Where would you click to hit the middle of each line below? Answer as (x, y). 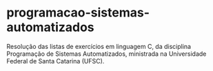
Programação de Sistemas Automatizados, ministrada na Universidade (106, 54)
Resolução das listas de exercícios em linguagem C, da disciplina (99, 46)
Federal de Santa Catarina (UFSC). (55, 61)
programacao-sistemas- (78, 13)
